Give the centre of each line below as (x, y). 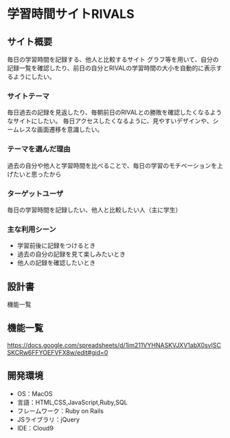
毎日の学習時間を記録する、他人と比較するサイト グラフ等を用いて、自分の (113, 59)
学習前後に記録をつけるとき (56, 245)
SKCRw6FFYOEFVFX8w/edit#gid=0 (58, 352)
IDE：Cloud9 (35, 428)
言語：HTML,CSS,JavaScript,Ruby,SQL (72, 402)
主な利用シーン (32, 229)
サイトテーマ (28, 96)
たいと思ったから (37, 174)
